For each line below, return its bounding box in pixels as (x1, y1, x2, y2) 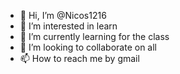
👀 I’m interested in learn (19, 20, 118, 32)
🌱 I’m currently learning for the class (19, 31, 170, 42)
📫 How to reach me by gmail (19, 53, 140, 64)
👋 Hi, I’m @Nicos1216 (19, 10, 107, 21)
